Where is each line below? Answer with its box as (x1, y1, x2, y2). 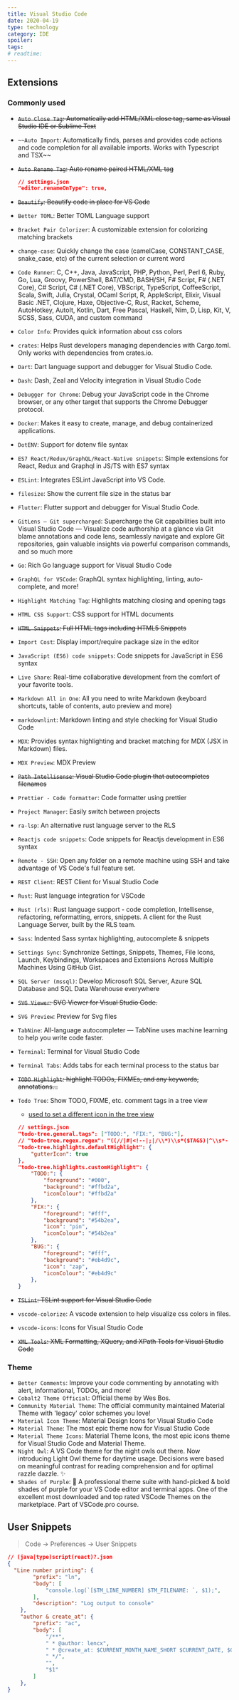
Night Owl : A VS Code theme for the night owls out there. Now (17, 1447, 201, 1456)
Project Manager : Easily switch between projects (17, 807, 161, 816)
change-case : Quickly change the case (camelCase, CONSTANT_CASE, (17, 247, 225, 255)
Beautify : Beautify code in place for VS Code (17, 197, 151, 207)
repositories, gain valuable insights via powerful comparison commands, (17, 539, 230, 549)
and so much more (17, 547, 73, 556)
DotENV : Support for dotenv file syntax (17, 440, 129, 449)
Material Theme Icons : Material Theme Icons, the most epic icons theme (17, 1431, 230, 1440)
